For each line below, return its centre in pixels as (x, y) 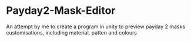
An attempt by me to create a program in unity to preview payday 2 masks (96, 26)
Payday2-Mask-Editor (61, 11)
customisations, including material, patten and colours (71, 32)
